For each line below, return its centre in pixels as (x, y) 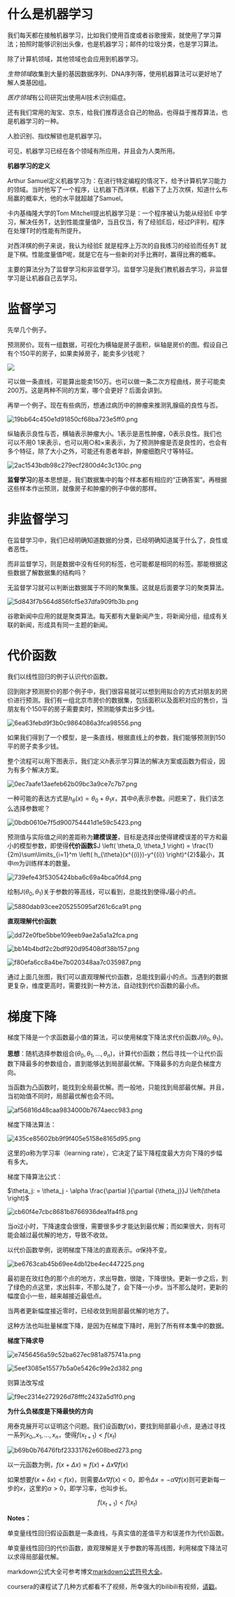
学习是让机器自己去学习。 (44, 278)
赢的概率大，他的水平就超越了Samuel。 (70, 198)
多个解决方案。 (41, 769)
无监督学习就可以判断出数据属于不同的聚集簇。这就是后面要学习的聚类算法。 (117, 587)
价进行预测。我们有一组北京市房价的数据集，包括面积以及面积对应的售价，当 (117, 700)
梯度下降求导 (26, 1340)
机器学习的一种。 (38, 121)
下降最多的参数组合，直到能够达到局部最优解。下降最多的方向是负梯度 (114, 1063)
